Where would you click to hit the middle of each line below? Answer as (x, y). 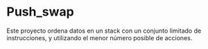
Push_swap (40, 12)
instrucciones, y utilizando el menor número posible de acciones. (99, 37)
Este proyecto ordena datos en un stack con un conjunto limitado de (104, 31)
